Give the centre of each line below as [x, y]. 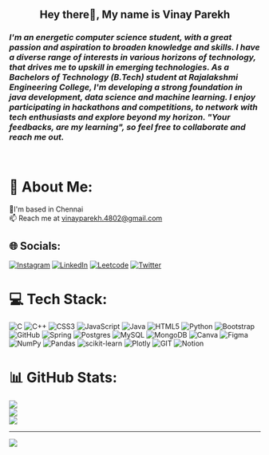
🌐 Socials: [35, 246]
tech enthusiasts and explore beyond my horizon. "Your [120, 117]
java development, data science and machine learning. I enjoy [133, 97]
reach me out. [37, 137]
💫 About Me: [51, 186]
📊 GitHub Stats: [63, 377]
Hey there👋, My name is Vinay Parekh [135, 15]
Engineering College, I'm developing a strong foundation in [126, 87]
